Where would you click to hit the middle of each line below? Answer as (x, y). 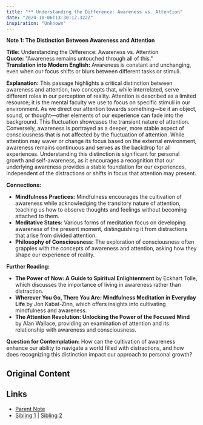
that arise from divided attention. (56, 236)
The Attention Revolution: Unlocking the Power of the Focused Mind (102, 317)
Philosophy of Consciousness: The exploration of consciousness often (105, 242)
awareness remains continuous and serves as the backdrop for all (88, 148)
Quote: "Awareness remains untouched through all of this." (80, 59)
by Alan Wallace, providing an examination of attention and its (92, 323)
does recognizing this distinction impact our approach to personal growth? (99, 355)
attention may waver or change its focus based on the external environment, (101, 141)
